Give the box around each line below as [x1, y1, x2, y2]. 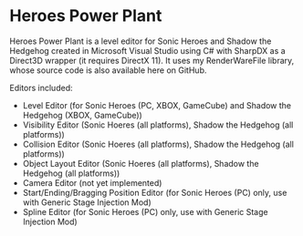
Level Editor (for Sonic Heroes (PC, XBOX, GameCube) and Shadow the [22, 99, 292, 110]
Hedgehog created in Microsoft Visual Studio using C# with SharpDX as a [9, 45, 286, 56]
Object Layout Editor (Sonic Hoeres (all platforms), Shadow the [22, 158, 259, 169]
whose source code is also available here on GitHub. [9, 65, 207, 76]
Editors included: [9, 82, 73, 93]
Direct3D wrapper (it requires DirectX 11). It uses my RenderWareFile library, [9, 55, 295, 66]
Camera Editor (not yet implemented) [22, 177, 162, 188]
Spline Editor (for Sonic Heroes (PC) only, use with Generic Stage [22, 206, 268, 217]
